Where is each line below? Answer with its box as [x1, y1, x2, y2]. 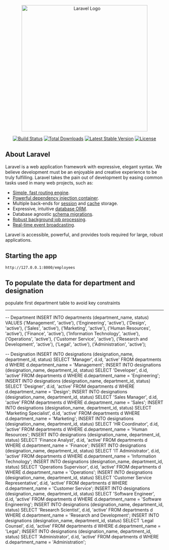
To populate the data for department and [5, 279, 135, 288]
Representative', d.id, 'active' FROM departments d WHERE [5, 480, 128, 486]
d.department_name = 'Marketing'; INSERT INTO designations [5, 416, 134, 422]
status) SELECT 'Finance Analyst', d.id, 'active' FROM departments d [5, 437, 147, 443]
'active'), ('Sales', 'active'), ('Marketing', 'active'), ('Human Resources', [5, 325, 151, 331]
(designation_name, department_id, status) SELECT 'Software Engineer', [5, 491, 155, 497]
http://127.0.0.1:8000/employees [5, 265, 75, 270]
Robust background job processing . [12, 216, 87, 222]
